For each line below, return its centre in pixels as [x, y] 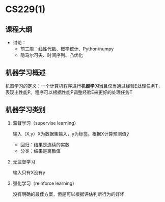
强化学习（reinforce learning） [45, 183]
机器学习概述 [25, 73]
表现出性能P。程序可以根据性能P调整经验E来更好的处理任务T [69, 92]
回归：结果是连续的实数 [45, 144]
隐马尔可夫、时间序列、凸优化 [51, 55]
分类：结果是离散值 [40, 151]
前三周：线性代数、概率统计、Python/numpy [67, 49]
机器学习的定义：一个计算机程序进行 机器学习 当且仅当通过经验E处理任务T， [84, 86]
